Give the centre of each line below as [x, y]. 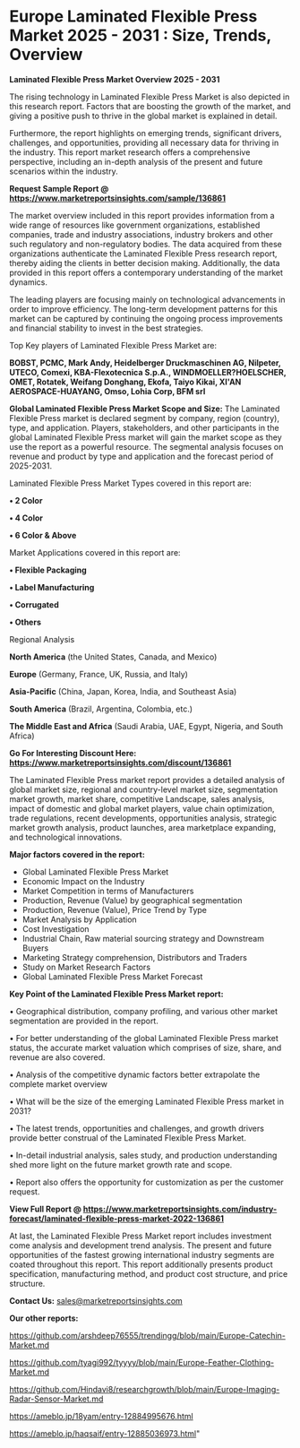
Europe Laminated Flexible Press [133, 17]
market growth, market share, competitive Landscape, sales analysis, [137, 798]
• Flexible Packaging [48, 570]
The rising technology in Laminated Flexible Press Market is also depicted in [150, 97]
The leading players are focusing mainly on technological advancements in [147, 299]
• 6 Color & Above [43, 535]
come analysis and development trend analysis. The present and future [141, 1245]
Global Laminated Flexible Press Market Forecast [112, 976]
